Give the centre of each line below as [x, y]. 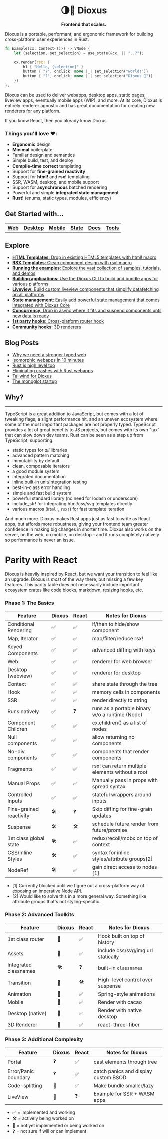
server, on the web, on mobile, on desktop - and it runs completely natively [82, 534]
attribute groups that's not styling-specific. [56, 902]
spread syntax [109, 787]
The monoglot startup [35, 381]
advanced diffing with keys [124, 650]
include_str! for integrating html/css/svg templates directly [72, 503]
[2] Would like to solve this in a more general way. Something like [79, 896]
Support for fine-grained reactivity [49, 171]
